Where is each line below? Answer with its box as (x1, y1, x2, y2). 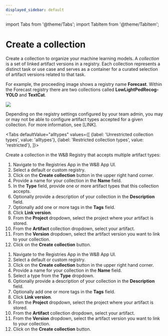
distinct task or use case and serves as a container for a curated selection (5, 66, 158, 72)
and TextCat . (18, 91, 46, 98)
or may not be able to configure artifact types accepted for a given (5, 116, 143, 122)
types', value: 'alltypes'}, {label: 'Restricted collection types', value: (5, 137, 144, 143)
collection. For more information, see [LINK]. (5, 122, 97, 128)
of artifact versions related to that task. (5, 71, 86, 77)
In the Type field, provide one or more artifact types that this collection (12, 183, 159, 189)
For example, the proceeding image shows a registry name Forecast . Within (5, 81, 162, 87)
